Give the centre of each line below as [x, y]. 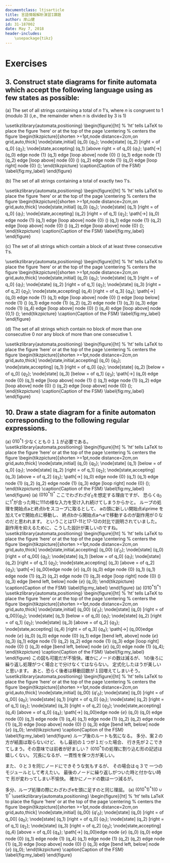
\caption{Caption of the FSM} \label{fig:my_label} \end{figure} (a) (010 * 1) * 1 [83, 587]
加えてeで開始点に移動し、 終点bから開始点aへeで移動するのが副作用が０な [84, 515]
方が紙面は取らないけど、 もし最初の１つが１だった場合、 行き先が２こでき [84, 742]
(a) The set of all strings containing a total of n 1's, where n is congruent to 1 [84, 110]
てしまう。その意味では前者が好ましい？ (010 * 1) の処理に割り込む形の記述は [84, 748]
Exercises [26, 64]
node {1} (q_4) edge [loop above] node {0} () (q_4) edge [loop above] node [83, 309]
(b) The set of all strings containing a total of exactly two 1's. [68, 181]
